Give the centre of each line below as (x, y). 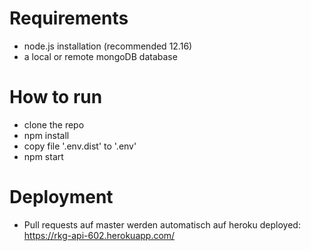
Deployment (61, 197)
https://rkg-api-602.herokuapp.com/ (99, 235)
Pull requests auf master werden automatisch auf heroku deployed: (162, 224)
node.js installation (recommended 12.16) (108, 46)
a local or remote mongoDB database (100, 56)
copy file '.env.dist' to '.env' (80, 146)
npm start (43, 156)
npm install (46, 135)
